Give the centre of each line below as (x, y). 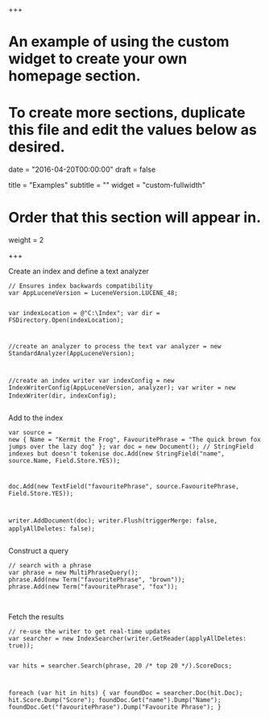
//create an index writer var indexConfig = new (91, 380)
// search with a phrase (50, 566)
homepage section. (74, 76)
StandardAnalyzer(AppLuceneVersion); (72, 353)
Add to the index (36, 418)
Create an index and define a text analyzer (79, 272)
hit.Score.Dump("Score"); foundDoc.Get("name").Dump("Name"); (115, 700)
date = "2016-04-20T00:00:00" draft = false (82, 169)
